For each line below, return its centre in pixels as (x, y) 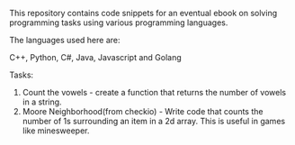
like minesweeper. (56, 131)
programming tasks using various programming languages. (119, 23)
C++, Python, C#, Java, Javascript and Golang (95, 57)
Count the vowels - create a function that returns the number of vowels (154, 92)
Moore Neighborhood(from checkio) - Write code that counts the (143, 111)
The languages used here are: (65, 40)
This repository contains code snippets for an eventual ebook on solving (143, 13)
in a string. (42, 102)
